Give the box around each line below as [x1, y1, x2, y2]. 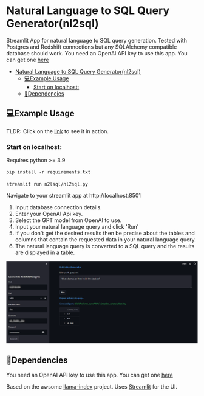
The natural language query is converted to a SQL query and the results [15, 243, 195, 250]
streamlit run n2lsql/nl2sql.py [6, 181, 88, 187]
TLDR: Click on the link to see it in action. [6, 127, 109, 134]
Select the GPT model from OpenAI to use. [15, 217, 122, 224]
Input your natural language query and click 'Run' [15, 223, 139, 231]
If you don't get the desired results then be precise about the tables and [15, 229, 195, 237]
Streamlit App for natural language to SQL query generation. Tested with [6, 36, 187, 44]
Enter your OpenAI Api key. [15, 210, 83, 218]
